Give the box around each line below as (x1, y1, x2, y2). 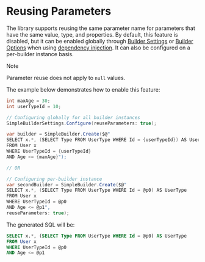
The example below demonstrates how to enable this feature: (6, 86, 160, 93)
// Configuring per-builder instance (6, 176, 103, 182)
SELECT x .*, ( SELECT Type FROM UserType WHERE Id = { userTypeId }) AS (6, 137, 187, 143)
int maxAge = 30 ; (6, 98, 51, 104)
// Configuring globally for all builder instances (6, 114, 140, 120)
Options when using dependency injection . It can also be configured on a (6, 44, 190, 51)
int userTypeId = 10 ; (6, 103, 62, 109)
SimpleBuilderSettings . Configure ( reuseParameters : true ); (6, 120, 157, 126)
